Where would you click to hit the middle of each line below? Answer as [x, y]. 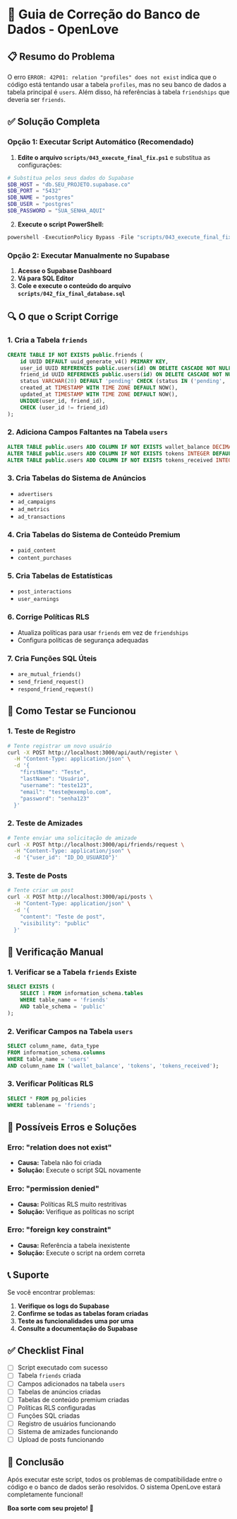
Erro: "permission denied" [54, 1188]
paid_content [37, 551]
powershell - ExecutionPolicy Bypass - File [71, 237]
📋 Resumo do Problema [61, 56]
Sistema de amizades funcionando [68, 1431]
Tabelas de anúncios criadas [59, 1392]
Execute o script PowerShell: [61, 224]
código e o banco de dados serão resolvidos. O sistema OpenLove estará [114, 1486]
